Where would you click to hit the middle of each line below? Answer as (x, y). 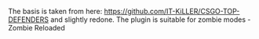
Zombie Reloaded (36, 28)
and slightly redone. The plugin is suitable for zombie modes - (151, 19)
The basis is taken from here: (55, 11)
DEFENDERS (29, 19)
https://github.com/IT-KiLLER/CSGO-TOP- (172, 11)
